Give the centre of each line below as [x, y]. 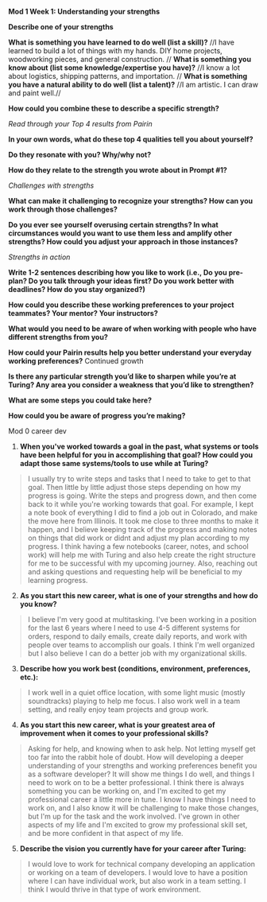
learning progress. [58, 580]
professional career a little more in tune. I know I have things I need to [141, 799]
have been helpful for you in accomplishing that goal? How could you [136, 455]
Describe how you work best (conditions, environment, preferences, [135, 669]
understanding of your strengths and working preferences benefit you [142, 766]
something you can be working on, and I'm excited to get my [127, 791]
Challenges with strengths [51, 185]
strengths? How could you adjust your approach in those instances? [123, 241]
